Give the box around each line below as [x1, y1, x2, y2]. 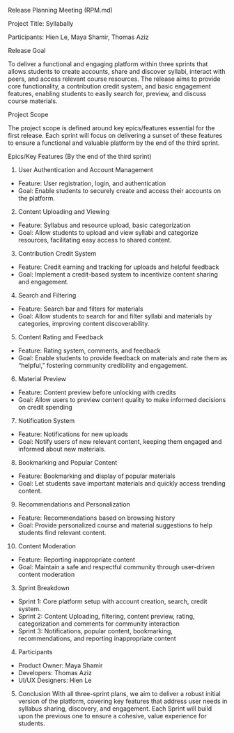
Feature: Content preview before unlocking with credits [17, 388, 176, 396]
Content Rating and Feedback [17, 333, 104, 341]
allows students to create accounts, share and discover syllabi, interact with [8, 68, 226, 75]
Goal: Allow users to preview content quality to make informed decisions [17, 396, 226, 403]
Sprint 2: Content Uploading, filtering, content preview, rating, [17, 612, 195, 620]
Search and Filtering [17, 291, 77, 299]
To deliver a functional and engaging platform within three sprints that [8, 60, 208, 68]
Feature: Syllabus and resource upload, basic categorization [17, 221, 191, 229]
